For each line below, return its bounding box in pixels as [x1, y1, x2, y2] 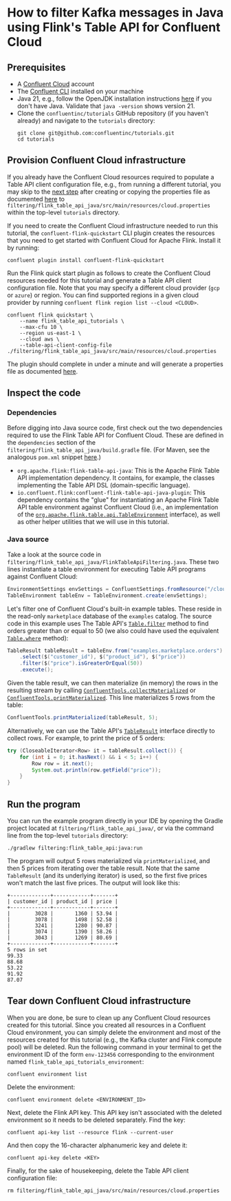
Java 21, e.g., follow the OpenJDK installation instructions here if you [16, 94, 212, 103]
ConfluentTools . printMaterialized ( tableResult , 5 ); [7, 714, 158, 721]
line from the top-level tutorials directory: [7, 831, 129, 839]
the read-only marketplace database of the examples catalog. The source [7, 612, 212, 620]
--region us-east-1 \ [19, 330, 81, 336]
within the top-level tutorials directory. [7, 208, 120, 216]
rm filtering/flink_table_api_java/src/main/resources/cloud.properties [7, 1187, 220, 1194]
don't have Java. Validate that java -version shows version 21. [16, 102, 195, 110]
